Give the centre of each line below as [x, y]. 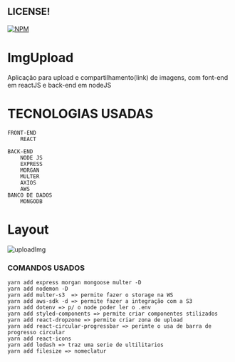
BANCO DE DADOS [30, 195]
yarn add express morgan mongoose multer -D [74, 282]
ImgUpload [41, 58]
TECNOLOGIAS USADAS [80, 114]
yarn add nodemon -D [38, 289]
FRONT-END [22, 133]
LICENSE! [29, 12]
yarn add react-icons [40, 338]
